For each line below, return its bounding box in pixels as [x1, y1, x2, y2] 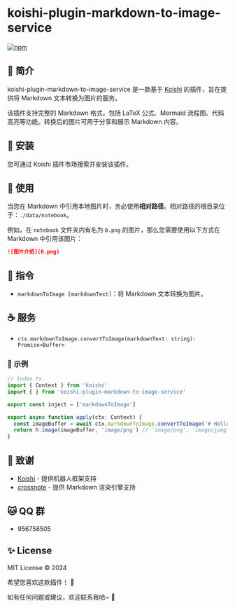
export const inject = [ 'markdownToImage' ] [7, 401, 136, 408]
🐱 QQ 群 [7, 506, 45, 518]
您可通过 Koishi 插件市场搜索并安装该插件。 [7, 160, 133, 168]
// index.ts [7, 375, 42, 382]
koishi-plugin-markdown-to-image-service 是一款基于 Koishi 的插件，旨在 [7, 85, 221, 93]
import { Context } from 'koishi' [7, 382, 108, 389]
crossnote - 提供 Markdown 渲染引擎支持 [17, 483, 136, 491]
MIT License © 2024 [7, 563, 68, 572]
